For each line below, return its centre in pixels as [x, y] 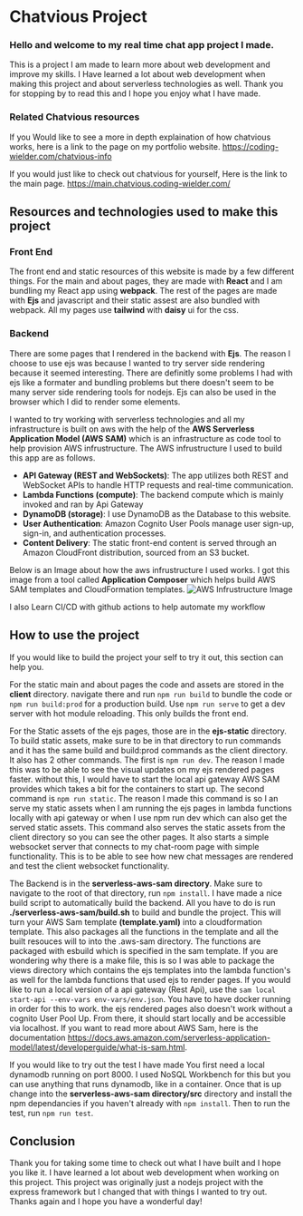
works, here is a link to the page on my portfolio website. [115, 146]
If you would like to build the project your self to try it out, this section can [147, 657]
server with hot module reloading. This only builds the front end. [129, 713]
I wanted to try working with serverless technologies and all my [128, 419]
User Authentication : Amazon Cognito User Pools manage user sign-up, [158, 523]
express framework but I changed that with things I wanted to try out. [138, 1192]
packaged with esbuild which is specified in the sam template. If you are [144, 950]
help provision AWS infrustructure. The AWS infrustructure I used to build [146, 448]
